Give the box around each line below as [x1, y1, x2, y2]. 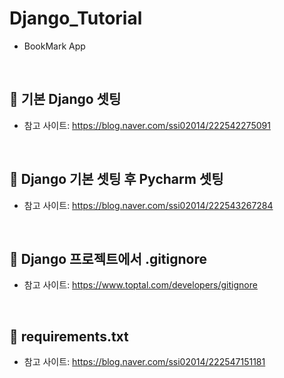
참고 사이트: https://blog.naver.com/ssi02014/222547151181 [23, 356, 266, 368]
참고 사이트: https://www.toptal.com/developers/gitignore [23, 279, 258, 291]
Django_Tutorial [9, 7, 143, 30]
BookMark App [23, 40, 86, 52]
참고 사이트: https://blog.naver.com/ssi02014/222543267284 [23, 199, 274, 211]
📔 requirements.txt [9, 328, 129, 345]
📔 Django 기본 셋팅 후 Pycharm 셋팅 [9, 171, 224, 188]
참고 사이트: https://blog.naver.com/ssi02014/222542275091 [23, 119, 271, 131]
